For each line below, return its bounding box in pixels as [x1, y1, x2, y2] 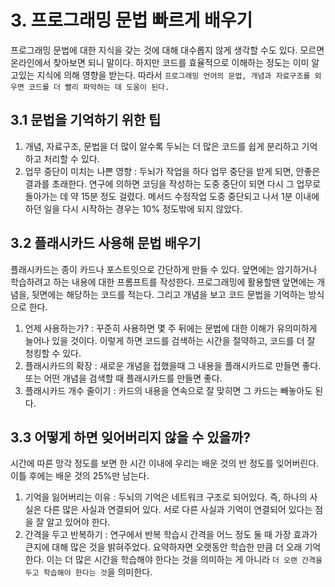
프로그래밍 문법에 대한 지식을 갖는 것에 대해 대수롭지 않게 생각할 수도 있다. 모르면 [10, 44, 325, 56]
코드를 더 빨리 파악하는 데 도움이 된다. [28, 82, 170, 92]
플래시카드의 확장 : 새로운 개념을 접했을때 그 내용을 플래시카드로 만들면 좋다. [24, 359, 322, 371]
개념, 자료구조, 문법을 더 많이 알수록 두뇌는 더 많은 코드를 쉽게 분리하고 [24, 140, 300, 152]
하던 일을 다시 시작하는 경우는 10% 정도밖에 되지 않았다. [24, 202, 243, 215]
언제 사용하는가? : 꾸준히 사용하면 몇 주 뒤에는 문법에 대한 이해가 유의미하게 [24, 322, 318, 334]
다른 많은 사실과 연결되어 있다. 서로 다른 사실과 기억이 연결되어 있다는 [43, 504, 313, 516]
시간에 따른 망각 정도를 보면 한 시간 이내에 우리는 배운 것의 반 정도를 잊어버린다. [10, 457, 320, 470]
